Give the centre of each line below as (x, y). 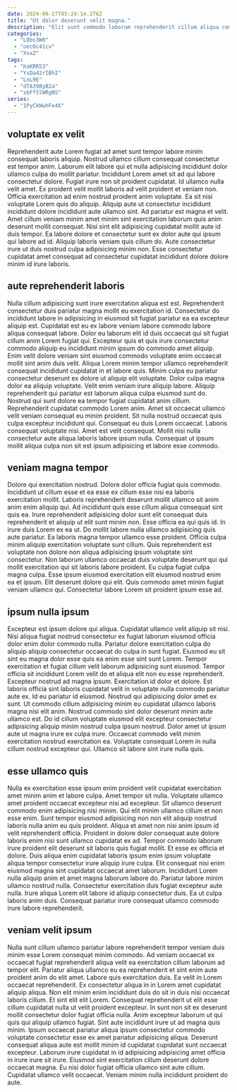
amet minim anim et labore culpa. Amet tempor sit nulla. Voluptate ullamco (115, 796)
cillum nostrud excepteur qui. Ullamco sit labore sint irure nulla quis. (106, 749)
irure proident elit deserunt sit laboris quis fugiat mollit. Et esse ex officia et (116, 848)
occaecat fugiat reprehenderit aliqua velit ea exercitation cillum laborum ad (116, 962)
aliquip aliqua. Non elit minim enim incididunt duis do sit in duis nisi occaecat (119, 992)
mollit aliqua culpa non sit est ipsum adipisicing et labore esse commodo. (114, 445)
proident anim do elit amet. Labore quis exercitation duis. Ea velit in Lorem (115, 977)
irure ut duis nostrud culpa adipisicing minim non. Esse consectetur (105, 248)
